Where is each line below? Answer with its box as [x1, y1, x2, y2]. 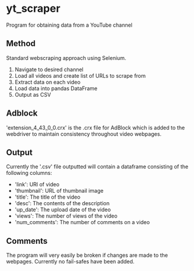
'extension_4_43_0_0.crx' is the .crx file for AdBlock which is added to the [6, 124, 185, 131]
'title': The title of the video [14, 193, 81, 200]
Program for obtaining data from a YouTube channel [6, 21, 133, 28]
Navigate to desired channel [14, 66, 84, 73]
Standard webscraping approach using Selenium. [6, 54, 127, 61]
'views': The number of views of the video [14, 212, 118, 219]
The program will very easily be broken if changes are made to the [6, 251, 169, 259]
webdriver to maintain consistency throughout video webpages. [6, 130, 161, 138]
